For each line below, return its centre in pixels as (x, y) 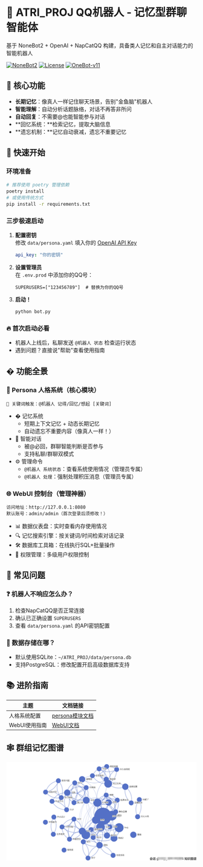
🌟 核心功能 (26, 86)
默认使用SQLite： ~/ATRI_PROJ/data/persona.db (73, 657)
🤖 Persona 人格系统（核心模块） (53, 390)
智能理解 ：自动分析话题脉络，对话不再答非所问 (73, 109)
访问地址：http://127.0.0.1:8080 (46, 507)
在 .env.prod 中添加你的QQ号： (54, 275)
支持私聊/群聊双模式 (49, 453)
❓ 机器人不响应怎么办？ (40, 594)
